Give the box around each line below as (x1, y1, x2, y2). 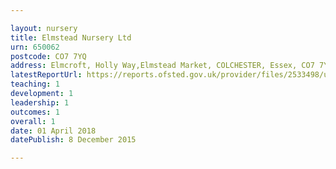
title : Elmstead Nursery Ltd (10, 32, 132, 43)
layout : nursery (10, 23, 78, 33)
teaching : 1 (10, 79, 60, 90)
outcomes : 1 (10, 107, 60, 117)
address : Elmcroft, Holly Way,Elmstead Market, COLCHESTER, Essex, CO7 (10, 61, 315, 71)
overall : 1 (10, 116, 56, 126)
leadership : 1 (10, 97, 70, 108)
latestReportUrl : (10, 70, 83, 80)
